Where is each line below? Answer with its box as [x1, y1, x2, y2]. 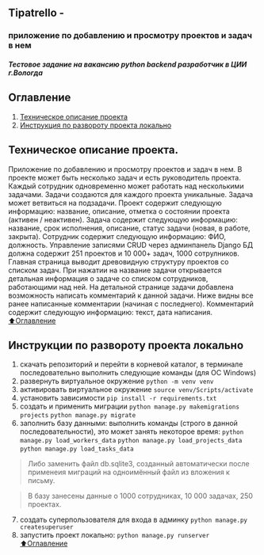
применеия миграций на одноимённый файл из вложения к [27, 467, 230, 477]
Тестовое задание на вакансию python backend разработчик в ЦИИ [8, 59, 247, 69]
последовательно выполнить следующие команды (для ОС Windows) [19, 368, 257, 378]
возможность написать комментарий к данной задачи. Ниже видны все [8, 291, 254, 300]
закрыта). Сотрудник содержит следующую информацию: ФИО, [8, 231, 227, 241]
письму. [27, 476, 55, 485]
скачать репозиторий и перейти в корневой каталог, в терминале [19, 359, 243, 369]
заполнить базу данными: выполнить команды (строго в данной [19, 419, 238, 428]
